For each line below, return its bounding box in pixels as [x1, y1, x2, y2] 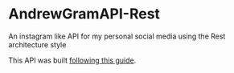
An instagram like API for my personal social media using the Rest [8, 31, 226, 41]
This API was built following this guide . [8, 55, 137, 65]
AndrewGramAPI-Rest [8, 5, 161, 23]
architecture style [8, 39, 67, 49]
